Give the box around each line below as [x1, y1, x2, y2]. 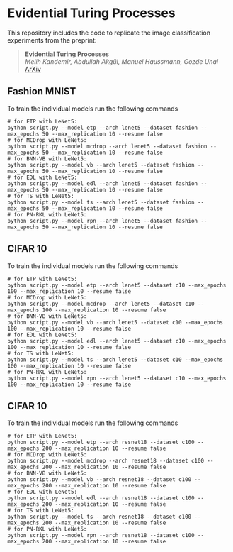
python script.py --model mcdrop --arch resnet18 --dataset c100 [7, 458, 204, 465]
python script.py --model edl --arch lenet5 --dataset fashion [7, 180, 198, 187]
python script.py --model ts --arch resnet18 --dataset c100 [7, 513, 192, 521]
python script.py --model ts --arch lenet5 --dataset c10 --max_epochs [7, 356, 223, 363]
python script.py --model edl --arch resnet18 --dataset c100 [7, 495, 195, 502]
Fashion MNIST [7, 85, 76, 97]
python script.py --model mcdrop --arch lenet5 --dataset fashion [7, 143, 208, 150]
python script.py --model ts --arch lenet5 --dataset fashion [7, 199, 195, 206]
